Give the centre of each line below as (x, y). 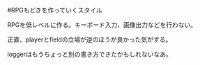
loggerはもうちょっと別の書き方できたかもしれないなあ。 (90, 54)
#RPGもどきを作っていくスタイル (55, 10)
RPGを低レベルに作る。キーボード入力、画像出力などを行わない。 (102, 25)
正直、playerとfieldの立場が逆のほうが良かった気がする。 (90, 39)
